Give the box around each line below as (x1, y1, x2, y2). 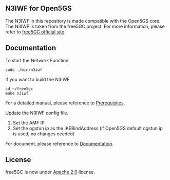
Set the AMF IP (12, 119, 45, 125)
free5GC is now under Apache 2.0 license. (5, 169, 95, 175)
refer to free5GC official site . (5, 28, 66, 35)
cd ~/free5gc (5, 86, 33, 92)
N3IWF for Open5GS (5, 4, 72, 13)
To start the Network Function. (5, 57, 70, 63)
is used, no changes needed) (12, 131, 74, 137)
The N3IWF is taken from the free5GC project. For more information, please (5, 23, 165, 29)
